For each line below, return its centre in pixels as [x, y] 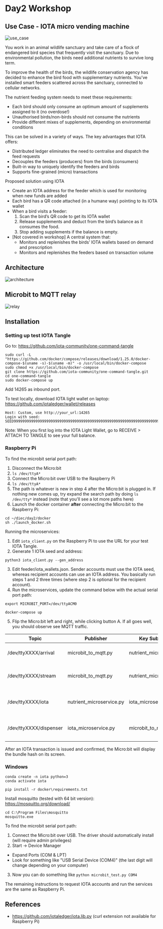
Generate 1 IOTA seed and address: [47, 551]
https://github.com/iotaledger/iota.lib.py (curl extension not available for [84, 916]
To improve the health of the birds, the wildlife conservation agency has [77, 72]
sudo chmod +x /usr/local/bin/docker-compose [52, 368]
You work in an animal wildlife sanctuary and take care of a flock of [72, 47]
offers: [12, 142]
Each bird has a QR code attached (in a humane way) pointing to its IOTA [85, 201]
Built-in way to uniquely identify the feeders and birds [66, 166]
